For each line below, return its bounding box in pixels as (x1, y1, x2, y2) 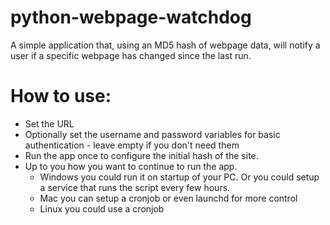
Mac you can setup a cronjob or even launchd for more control (39, 192, 298, 204)
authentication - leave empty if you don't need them (24, 139, 240, 151)
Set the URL (24, 117, 75, 130)
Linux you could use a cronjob (39, 202, 165, 215)
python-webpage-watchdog (10, 6, 252, 29)
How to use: (10, 85, 112, 108)
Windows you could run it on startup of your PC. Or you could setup (39, 171, 320, 183)
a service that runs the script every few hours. (39, 181, 231, 193)
